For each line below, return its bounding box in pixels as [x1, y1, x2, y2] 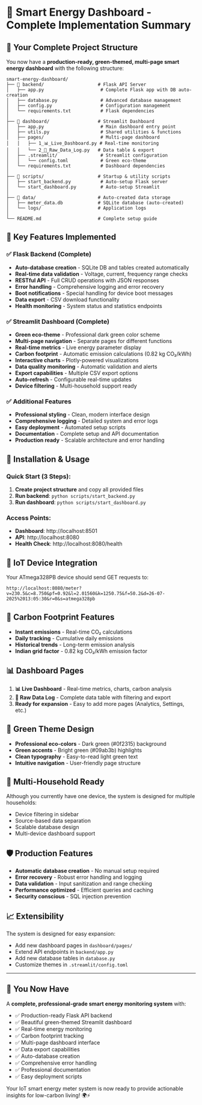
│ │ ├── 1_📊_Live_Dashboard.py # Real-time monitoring [6, 140, 159, 146]
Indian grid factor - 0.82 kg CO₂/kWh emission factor [14, 647, 148, 655]
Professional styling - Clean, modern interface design [14, 411, 150, 418]
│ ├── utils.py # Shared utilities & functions [6, 129, 182, 135]
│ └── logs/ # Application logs [6, 205, 147, 211]
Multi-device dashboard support [14, 830, 96, 837]
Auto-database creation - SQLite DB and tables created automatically [14, 263, 189, 271]
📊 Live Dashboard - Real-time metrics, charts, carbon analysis [14, 685, 172, 692]
